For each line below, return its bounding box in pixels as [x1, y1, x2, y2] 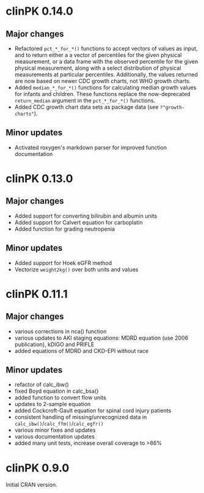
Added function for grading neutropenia [14, 225, 115, 232]
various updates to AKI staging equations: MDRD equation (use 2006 [14, 334, 189, 341]
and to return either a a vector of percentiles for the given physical [14, 51, 182, 59]
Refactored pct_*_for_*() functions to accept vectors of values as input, [14, 45, 198, 52]
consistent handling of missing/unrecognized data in [14, 413, 147, 421]
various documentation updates [14, 433, 95, 440]
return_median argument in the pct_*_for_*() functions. [14, 97, 156, 104]
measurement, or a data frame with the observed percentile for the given [14, 58, 199, 65]
